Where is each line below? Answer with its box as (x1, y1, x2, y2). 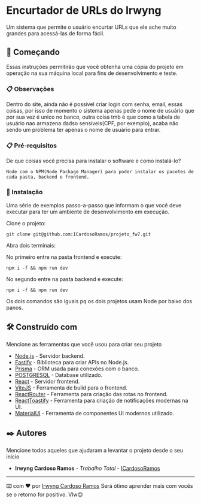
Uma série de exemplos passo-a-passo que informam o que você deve (6, 201, 182, 209)
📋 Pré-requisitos (6, 141, 57, 150)
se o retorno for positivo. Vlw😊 (6, 491, 84, 498)
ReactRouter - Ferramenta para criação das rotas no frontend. (14, 391, 168, 398)
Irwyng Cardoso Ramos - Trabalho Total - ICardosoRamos (14, 465, 160, 472)
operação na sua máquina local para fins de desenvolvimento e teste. (6, 70, 178, 77)
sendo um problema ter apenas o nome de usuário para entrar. (6, 126, 161, 134)
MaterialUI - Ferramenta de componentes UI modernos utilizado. (14, 410, 175, 417)
